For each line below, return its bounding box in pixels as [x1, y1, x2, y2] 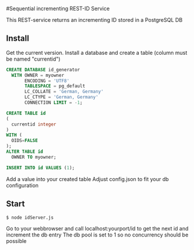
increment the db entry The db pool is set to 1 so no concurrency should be [6, 231, 189, 238]
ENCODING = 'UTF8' [24, 78, 69, 84]
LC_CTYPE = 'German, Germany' [24, 94, 99, 100]
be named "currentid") [6, 55, 61, 63]
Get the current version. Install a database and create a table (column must [6, 49, 188, 56]
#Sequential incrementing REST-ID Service [6, 5, 110, 12]
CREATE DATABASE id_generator [6, 67, 81, 73]
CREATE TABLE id [6, 110, 46, 116]
